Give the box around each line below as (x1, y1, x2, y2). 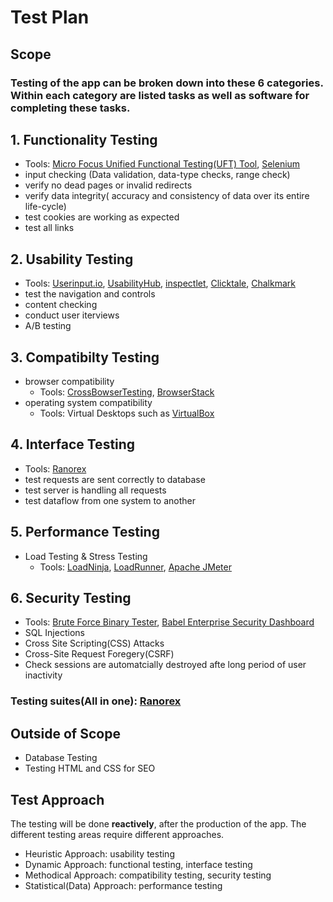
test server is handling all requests (24, 484, 167, 496)
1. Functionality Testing (10, 131, 158, 148)
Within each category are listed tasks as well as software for (10, 88, 310, 102)
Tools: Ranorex (24, 462, 87, 475)
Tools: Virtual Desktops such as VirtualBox (39, 407, 215, 419)
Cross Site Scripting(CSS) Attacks (24, 637, 165, 650)
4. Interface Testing (10, 436, 136, 453)
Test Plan (10, 6, 90, 29)
